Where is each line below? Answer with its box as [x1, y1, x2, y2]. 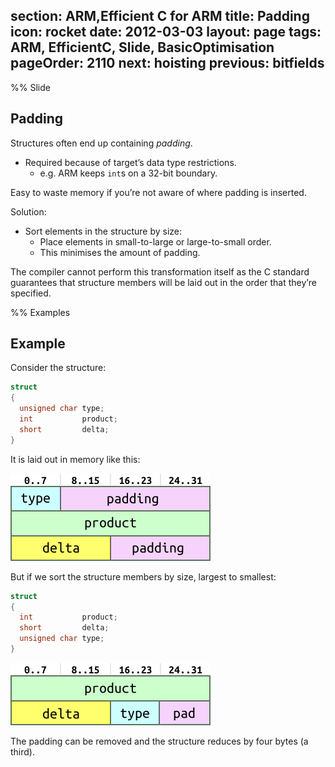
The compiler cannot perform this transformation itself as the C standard [10, 265, 310, 278]
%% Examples [10, 306, 71, 318]
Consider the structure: [10, 362, 107, 374]
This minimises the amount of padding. [39, 246, 201, 258]
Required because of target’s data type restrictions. [24, 156, 237, 168]
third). [10, 745, 35, 758]
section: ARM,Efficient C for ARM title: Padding [10, 8, 310, 25]
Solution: [10, 205, 47, 218]
